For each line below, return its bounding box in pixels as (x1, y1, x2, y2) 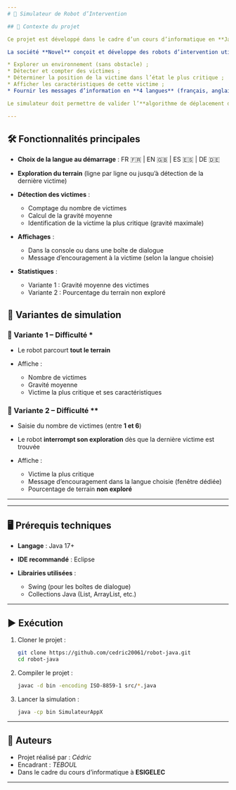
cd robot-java (17, 656, 59, 663)
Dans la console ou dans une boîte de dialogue (27, 246, 164, 255)
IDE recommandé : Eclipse (17, 555, 95, 563)
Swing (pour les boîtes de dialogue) (27, 582, 131, 591)
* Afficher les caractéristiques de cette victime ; (7, 81, 165, 88)
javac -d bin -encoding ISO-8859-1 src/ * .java (17, 682, 157, 689)
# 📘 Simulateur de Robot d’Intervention (7, 10, 128, 18)
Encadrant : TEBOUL (17, 760, 77, 769)
